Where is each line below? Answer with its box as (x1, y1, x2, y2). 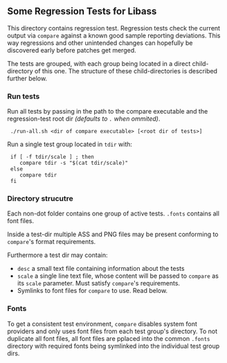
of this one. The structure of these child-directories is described (34, 67, 218, 75)
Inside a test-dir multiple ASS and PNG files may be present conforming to (7, 230, 219, 238)
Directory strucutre (7, 194, 74, 204)
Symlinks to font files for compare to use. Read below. (17, 287, 168, 295)
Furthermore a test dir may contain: (7, 251, 108, 259)
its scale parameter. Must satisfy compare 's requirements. (17, 279, 181, 287)
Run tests (7, 91, 40, 101)
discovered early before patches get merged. (7, 46, 136, 54)
